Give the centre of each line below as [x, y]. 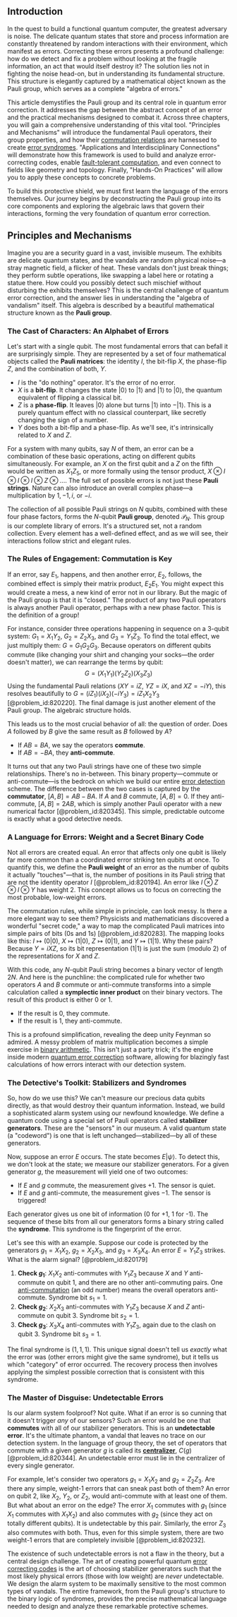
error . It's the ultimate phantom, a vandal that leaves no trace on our [107, 1436]
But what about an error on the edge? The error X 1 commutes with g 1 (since [117, 1506]
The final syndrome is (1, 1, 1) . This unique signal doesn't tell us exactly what [117, 1349]
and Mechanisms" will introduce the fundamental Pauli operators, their [110, 132]
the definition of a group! [43, 615]
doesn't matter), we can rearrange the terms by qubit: [85, 662]
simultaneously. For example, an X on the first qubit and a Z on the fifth [110, 463]
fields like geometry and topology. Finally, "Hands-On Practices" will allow [115, 169]
